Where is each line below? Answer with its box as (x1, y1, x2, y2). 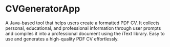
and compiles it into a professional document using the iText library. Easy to (5, 30, 165, 36)
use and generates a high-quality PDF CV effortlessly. (5, 36, 119, 42)
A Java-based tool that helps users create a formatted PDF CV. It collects (5, 20, 160, 26)
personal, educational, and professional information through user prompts (5, 25, 161, 31)
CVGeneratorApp (5, 3, 80, 15)
